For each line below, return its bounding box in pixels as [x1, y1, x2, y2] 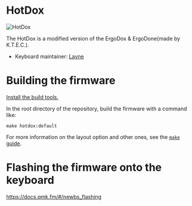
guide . [6, 140, 22, 147]
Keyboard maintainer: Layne [14, 53, 85, 60]
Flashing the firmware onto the [6, 161, 162, 174]
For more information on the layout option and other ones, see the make [6, 133, 180, 140]
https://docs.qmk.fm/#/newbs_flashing [6, 193, 102, 200]
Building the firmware [6, 74, 116, 87]
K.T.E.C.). [6, 41, 29, 48]
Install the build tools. [6, 93, 58, 100]
